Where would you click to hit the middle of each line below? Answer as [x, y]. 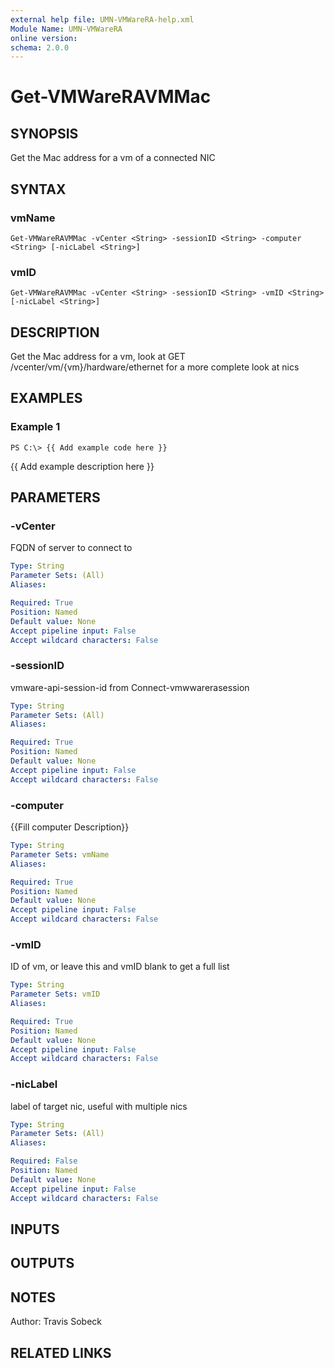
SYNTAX [38, 189]
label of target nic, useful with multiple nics [99, 1106]
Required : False [44, 1161]
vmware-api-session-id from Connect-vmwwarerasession [130, 687]
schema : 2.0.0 [40, 47]
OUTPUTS [42, 1263]
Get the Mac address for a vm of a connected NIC [113, 158]
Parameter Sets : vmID [55, 994]
